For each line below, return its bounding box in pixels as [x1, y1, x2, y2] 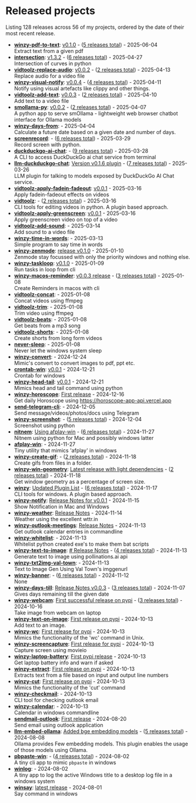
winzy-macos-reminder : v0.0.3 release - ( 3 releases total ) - [13, 272, 161, 279]
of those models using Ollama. [13, 746, 88, 753]
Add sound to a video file [13, 228, 75, 236]
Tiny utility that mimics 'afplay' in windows [13, 446, 117, 453]
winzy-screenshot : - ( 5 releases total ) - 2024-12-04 [13, 415, 142, 422]
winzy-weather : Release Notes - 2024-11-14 [13, 509, 123, 516]
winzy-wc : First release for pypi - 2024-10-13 [13, 627, 125, 635]
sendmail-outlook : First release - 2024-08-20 [13, 715, 127, 722]
